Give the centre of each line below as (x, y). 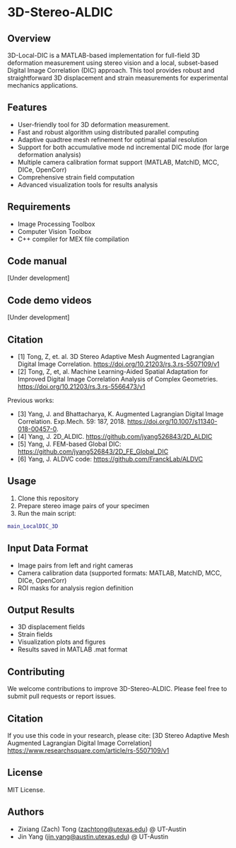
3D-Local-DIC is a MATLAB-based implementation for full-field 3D (104, 55)
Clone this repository (48, 498)
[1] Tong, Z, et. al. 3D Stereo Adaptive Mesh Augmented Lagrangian (116, 357)
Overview (29, 39)
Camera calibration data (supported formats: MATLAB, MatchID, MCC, (120, 572)
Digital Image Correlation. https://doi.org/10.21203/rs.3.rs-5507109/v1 (119, 364)
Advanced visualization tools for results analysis (88, 184)
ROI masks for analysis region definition (75, 588)
